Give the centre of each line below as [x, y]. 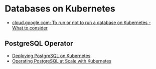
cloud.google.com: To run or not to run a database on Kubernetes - [81, 22]
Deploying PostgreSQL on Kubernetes [51, 55]
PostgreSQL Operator [39, 44]
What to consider [30, 27]
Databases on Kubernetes [60, 9]
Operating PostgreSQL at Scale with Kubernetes [61, 61]
